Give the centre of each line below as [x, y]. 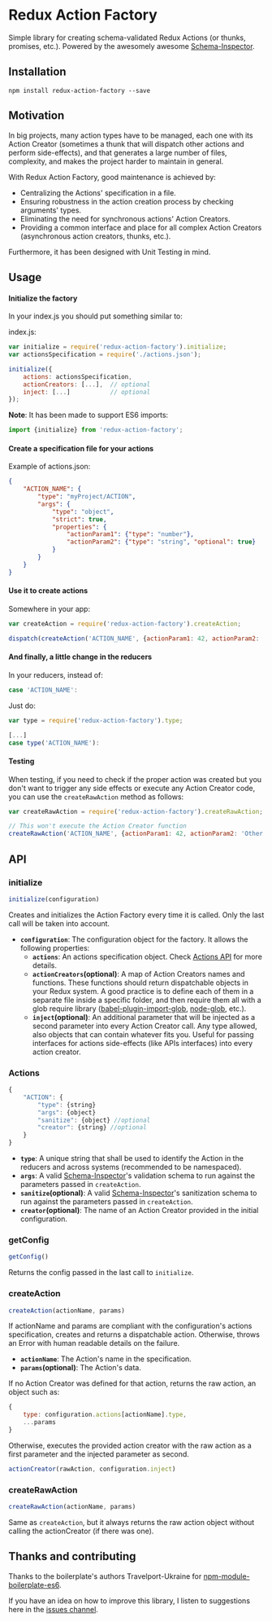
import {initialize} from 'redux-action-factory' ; [96, 430]
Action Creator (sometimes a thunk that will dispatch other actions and [127, 143]
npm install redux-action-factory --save [80, 90]
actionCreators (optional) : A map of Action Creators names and [138, 974]
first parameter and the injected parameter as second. [99, 1454]
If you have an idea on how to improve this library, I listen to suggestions [129, 1600]
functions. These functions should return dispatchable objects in [140, 982]
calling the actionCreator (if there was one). [81, 1531]
